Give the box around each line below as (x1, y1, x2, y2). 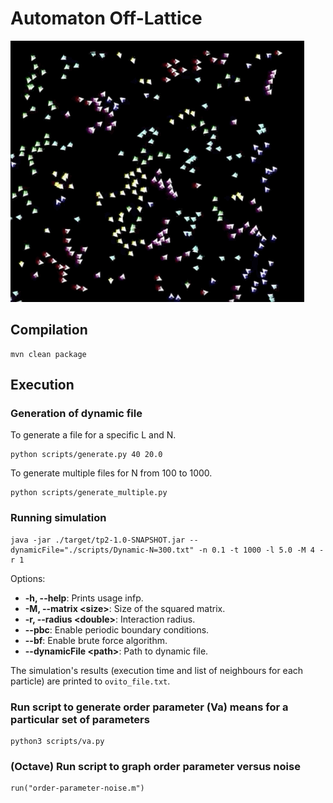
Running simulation (10, 511, 107, 525)
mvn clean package (10, 349, 87, 359)
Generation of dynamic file (10, 407, 143, 421)
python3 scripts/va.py (10, 737, 105, 747)
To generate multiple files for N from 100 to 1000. (10, 467, 213, 479)
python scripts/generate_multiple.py (10, 488, 168, 498)
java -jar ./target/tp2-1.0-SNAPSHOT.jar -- (10, 535, 199, 545)
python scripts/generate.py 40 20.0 (10, 450, 163, 460)
